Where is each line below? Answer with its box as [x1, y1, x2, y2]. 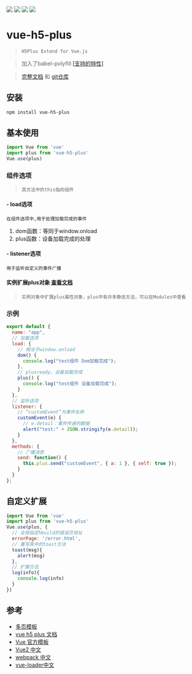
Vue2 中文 [15, 646, 42, 653]
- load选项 [6, 200, 33, 208]
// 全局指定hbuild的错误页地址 [12, 530, 83, 536]
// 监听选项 [12, 397, 39, 404]
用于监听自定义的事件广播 [6, 265, 61, 271]
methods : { [12, 443, 40, 450]
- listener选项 [6, 250, 41, 258]
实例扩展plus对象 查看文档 [6, 279, 73, 286]
